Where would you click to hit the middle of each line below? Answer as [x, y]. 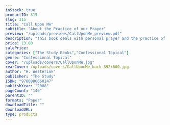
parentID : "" [19, 95]
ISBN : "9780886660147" [29, 81]
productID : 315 [21, 15]
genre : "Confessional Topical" [39, 57]
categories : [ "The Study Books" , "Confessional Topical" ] [67, 53]
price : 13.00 [19, 43]
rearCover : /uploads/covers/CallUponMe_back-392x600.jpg [67, 67]
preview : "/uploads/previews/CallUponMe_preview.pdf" [64, 34]
